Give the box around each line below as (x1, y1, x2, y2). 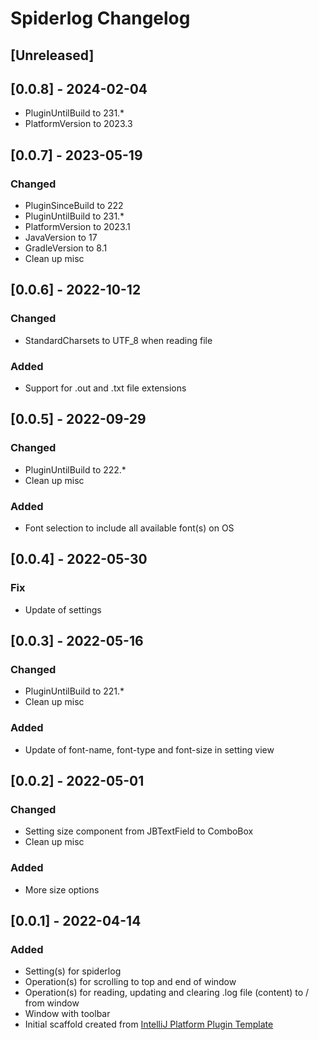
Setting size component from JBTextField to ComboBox (24, 825, 254, 837)
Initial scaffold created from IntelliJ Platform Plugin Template (24, 1018, 274, 1031)
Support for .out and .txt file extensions (24, 382, 187, 394)
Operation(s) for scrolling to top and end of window (24, 976, 237, 988)
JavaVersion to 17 (24, 232, 98, 244)
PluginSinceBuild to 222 (24, 200, 124, 212)
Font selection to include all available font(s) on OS (24, 522, 235, 534)
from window (24, 997, 80, 1009)
